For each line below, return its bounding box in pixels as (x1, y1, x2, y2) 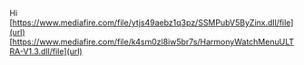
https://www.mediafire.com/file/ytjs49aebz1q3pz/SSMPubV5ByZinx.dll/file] (12, 17, 294, 28)
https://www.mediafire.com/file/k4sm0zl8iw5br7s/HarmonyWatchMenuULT (12, 36, 295, 47)
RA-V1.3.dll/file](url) (9, 46, 83, 57)
